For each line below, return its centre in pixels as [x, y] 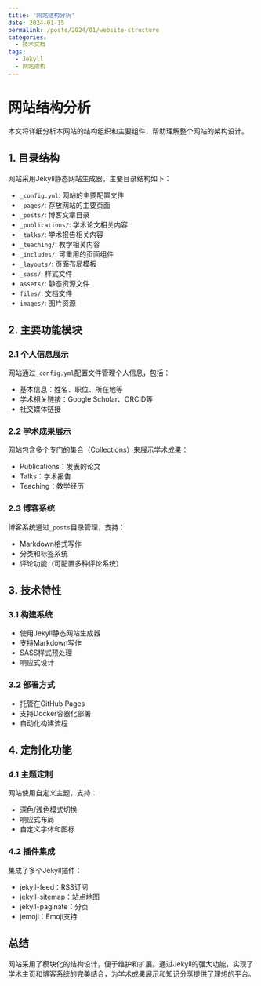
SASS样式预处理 [46, 653]
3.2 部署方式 [32, 685]
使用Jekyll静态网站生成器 [60, 633]
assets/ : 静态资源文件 [54, 283]
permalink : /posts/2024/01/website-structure [83, 30]
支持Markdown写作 [51, 643]
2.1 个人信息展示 [38, 354]
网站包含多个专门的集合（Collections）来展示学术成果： [98, 450]
